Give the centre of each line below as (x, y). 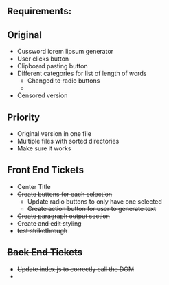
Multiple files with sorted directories (68, 141)
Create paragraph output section (63, 216)
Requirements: (40, 11)
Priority (23, 117)
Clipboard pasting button (52, 66)
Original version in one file (54, 134)
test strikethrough (42, 230)
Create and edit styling (49, 223)
